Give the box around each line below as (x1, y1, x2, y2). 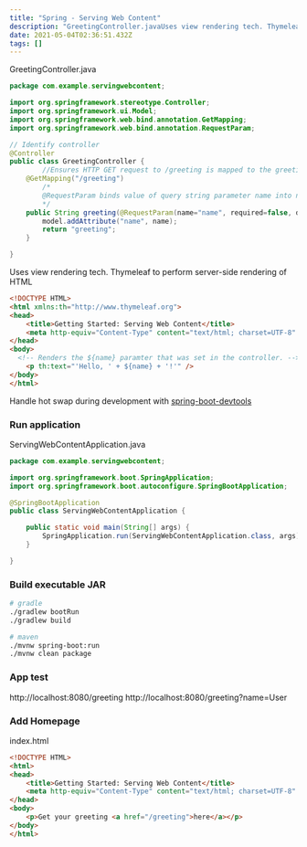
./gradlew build (9, 616, 71, 625)
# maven (9, 632, 39, 641)
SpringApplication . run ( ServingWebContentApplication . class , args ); (42, 532, 304, 541)
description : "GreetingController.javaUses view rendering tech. (9, 22, 263, 31)
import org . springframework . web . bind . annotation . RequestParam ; (9, 123, 256, 132)
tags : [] (9, 38, 43, 48)
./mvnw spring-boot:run (9, 641, 101, 650)
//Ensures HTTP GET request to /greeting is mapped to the (42, 165, 272, 175)
